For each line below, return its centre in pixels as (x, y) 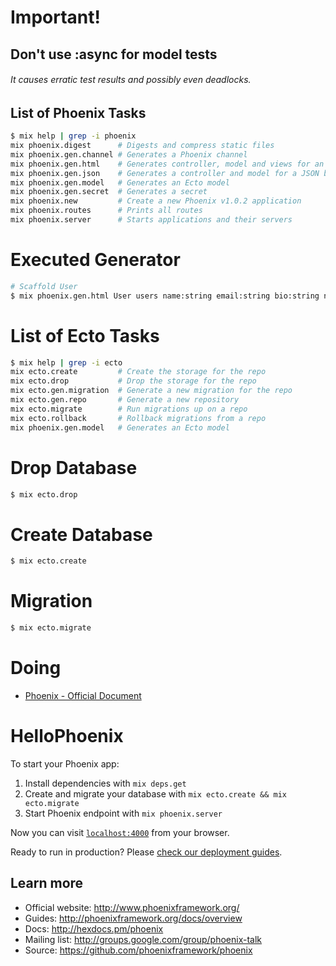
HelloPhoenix (67, 736)
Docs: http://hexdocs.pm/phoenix (94, 928)
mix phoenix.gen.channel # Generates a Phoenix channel (129, 154)
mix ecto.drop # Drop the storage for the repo (133, 381)
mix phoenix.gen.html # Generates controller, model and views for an (167, 164)
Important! (55, 17)
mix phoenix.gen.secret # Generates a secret (109, 192)
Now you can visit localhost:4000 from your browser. (120, 832)
